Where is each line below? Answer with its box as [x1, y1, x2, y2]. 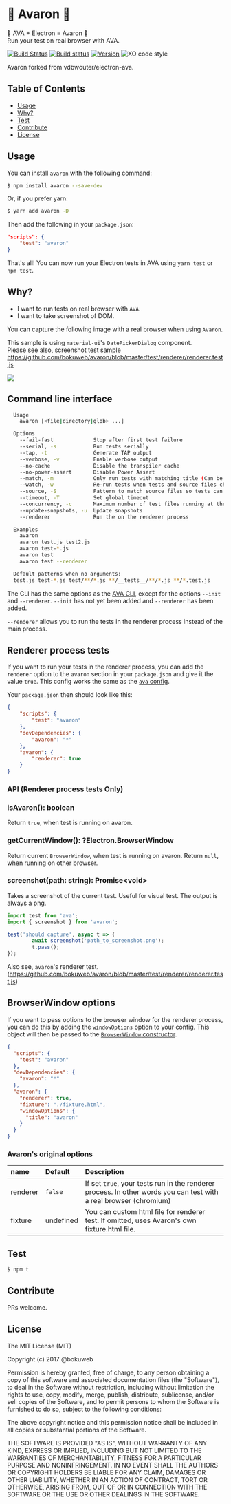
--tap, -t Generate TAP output [19, 449, 153, 457]
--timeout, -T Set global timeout [19, 494, 149, 501]
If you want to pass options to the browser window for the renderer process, [7, 1015, 223, 1023]
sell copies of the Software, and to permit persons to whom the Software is [7, 1397, 220, 1406]
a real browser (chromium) [85, 1196, 171, 1206]
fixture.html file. [85, 1224, 136, 1234]
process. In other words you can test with [85, 1187, 219, 1197]
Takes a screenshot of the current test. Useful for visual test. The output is [7, 891, 218, 899]
